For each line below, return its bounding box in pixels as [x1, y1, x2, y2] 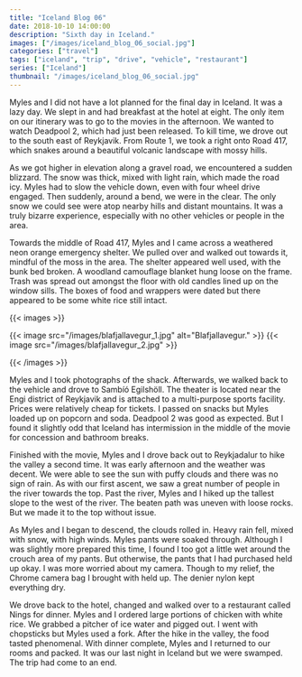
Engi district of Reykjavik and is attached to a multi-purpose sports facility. [9, 394, 286, 404]
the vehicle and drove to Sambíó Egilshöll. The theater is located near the [9, 384, 281, 394]
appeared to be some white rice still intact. [9, 294, 168, 305]
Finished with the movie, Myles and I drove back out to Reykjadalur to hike [9, 449, 286, 460]
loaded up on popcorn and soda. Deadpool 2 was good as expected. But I [9, 413, 284, 423]
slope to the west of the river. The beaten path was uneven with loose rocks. [9, 497, 294, 508]
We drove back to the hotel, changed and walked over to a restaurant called [9, 599, 291, 610]
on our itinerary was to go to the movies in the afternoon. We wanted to [9, 116, 275, 126]
